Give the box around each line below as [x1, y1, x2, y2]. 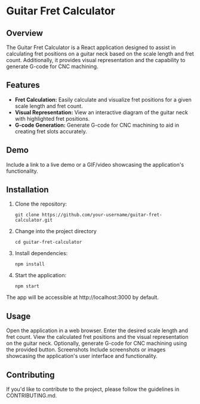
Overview [6, 28, 44, 38]
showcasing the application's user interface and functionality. [6, 353, 158, 360]
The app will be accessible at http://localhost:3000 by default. [6, 294, 159, 301]
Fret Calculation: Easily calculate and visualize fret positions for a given [14, 96, 192, 103]
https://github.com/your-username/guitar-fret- [41, 212, 162, 218]
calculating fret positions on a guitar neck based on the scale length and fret [6, 50, 194, 57]
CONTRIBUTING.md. [6, 392, 57, 399]
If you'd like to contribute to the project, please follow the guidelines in [6, 385, 180, 393]
